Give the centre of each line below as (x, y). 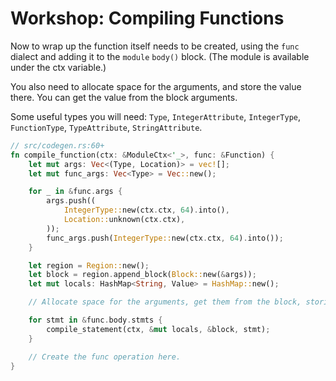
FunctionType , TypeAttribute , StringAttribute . (106, 127)
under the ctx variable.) (58, 67)
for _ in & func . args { (75, 192)
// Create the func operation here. (105, 357)
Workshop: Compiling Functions (147, 18)
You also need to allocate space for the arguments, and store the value (156, 86)
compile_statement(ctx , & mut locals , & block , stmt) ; (158, 329)
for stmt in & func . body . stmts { (95, 320)
